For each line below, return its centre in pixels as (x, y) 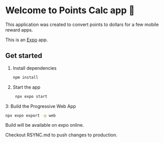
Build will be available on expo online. (45, 125)
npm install (25, 77)
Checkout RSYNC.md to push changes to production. (61, 135)
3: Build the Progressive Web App (41, 106)
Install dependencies (35, 68)
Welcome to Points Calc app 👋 (70, 10)
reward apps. (19, 30)
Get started (24, 56)
